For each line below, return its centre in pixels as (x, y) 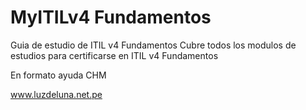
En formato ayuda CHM (58, 75)
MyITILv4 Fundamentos (111, 17)
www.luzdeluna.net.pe (56, 94)
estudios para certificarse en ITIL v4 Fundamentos (114, 55)
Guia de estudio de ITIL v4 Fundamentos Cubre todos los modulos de (153, 45)
